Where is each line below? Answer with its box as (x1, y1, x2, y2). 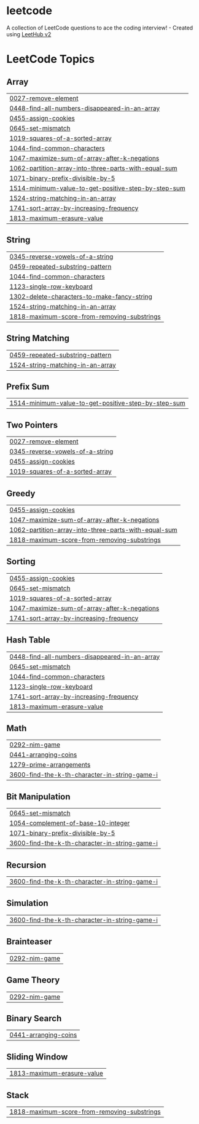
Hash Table (6, 635, 50, 646)
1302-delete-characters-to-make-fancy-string (9, 292, 152, 301)
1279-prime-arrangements (9, 761, 91, 769)
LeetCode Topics (6, 52, 95, 66)
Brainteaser (6, 936, 52, 947)
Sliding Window (6, 1051, 68, 1062)
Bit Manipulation (6, 791, 71, 802)
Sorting (6, 556, 36, 567)
